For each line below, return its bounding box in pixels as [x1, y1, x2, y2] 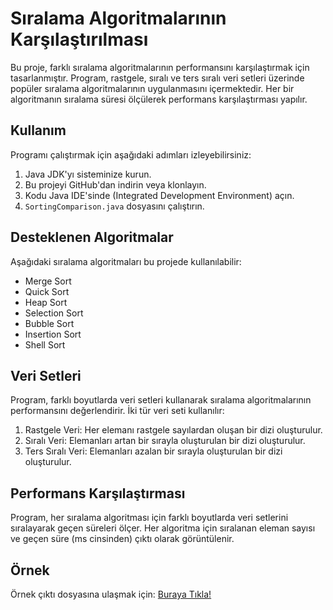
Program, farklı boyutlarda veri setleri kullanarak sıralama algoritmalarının [10, 394, 312, 406]
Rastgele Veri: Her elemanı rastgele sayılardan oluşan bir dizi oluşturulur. [24, 424, 323, 436]
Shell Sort [24, 338, 66, 351]
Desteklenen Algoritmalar [10, 229, 174, 246]
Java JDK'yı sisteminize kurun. [24, 168, 152, 180]
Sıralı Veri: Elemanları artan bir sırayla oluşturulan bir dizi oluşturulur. [24, 435, 306, 447]
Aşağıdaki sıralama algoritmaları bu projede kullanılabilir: [10, 255, 242, 267]
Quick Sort [24, 285, 70, 297]
